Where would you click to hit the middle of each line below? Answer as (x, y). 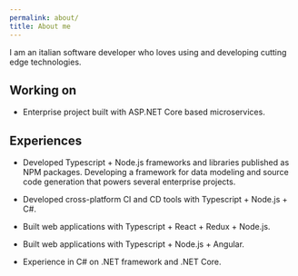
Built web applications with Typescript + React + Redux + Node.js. (146, 227)
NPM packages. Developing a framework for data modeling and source (155, 172)
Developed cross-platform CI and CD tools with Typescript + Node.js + (155, 200)
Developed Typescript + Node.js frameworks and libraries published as (156, 163)
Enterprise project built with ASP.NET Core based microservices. (144, 112)
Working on (43, 90)
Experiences (46, 140)
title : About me (40, 26)
